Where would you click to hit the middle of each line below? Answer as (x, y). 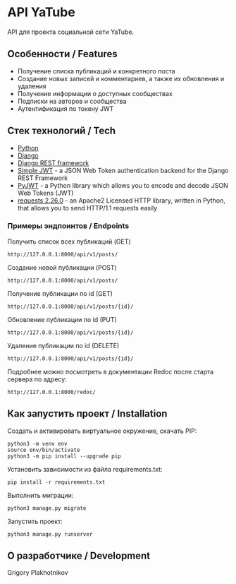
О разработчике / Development (79, 556)
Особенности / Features (62, 54)
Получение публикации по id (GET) (60, 293)
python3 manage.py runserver (50, 534)
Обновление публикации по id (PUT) (62, 319)
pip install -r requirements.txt (56, 482)
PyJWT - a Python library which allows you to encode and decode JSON (123, 185)
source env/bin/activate (44, 450)
